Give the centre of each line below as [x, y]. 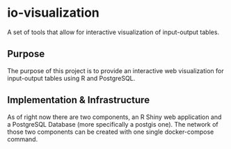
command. [23, 139]
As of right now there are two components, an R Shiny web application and [114, 117]
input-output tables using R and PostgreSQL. [71, 78]
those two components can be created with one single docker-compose [111, 132]
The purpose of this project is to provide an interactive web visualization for [115, 70]
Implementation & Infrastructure [79, 100]
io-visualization [53, 13]
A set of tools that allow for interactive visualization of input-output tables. [113, 32]
